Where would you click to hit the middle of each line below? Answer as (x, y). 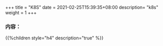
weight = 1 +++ (21, 13)
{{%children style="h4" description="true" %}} (54, 38)
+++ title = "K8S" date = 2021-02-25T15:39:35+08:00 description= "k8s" (82, 7)
